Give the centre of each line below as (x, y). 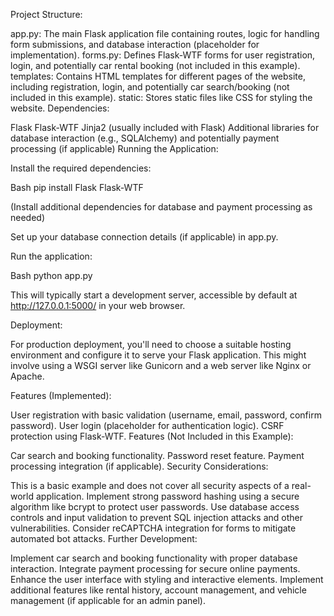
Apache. (27, 376)
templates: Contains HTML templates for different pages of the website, (158, 76)
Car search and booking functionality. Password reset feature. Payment (157, 455)
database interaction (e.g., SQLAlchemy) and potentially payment (145, 138)
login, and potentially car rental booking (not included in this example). (155, 65)
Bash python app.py (51, 275)
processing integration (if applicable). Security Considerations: (139, 466)
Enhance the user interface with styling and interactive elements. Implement (167, 579)
